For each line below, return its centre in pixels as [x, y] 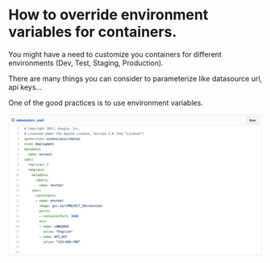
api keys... [25, 87]
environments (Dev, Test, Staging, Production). [86, 63]
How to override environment [108, 15]
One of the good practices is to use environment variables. [106, 102]
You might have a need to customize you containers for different [115, 54]
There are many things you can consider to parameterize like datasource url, [135, 78]
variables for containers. [93, 32]
